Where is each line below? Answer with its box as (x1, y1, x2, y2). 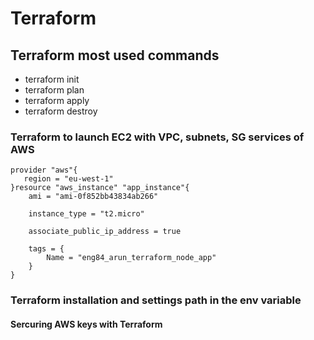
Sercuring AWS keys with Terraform (10, 318, 163, 330)
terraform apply (24, 95, 90, 106)
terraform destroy (24, 105, 98, 117)
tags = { (28, 244, 65, 254)
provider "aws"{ (10, 165, 78, 176)
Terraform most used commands (10, 47, 220, 64)
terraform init (24, 73, 80, 85)
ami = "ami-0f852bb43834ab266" (28, 192, 159, 202)
